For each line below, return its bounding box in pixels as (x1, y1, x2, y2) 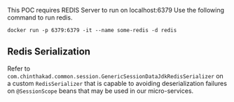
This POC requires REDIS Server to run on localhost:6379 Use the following (7, 6, 224, 14)
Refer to (7, 64, 30, 73)
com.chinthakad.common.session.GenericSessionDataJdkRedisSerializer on (7, 71, 224, 80)
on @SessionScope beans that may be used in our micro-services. (7, 87, 194, 95)
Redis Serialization (7, 45, 91, 58)
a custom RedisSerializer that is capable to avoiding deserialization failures (7, 79, 228, 87)
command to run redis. (7, 13, 73, 22)
